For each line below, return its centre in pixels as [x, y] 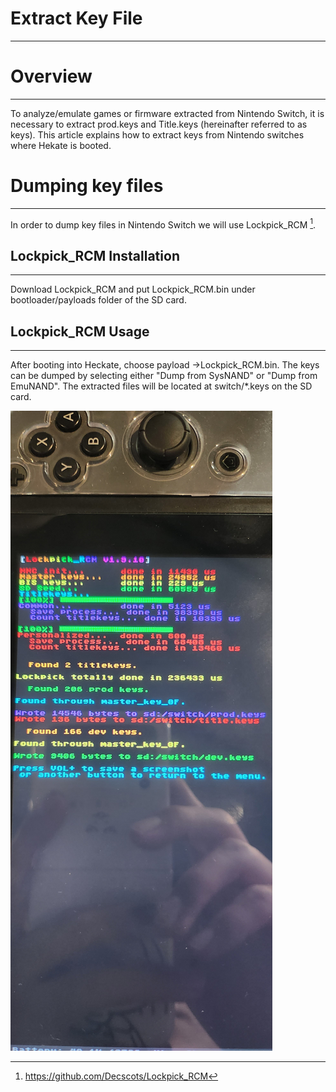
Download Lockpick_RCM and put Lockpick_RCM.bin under [133, 289]
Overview [51, 76]
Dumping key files [87, 186]
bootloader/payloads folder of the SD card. [98, 300]
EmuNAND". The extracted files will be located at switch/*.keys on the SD [161, 386]
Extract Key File [76, 18]
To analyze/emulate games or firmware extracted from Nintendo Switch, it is [167, 113]
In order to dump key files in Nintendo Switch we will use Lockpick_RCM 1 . [163, 224]
